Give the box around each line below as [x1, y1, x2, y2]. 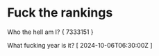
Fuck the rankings [7, 5, 113, 21]
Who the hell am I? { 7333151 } [7, 28, 94, 36]
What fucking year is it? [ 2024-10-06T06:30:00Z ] [7, 41, 153, 49]
